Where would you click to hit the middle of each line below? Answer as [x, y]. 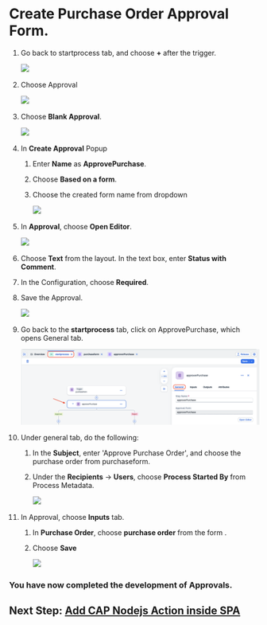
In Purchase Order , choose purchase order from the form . [130, 532]
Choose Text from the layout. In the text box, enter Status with [124, 258]
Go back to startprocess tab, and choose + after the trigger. [118, 53]
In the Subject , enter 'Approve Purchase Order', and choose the [137, 453]
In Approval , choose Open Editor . [76, 226]
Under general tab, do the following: [79, 437]
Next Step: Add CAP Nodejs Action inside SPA [125, 611]
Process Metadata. [63, 485]
